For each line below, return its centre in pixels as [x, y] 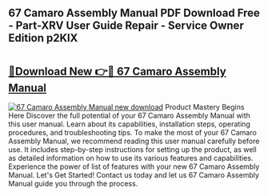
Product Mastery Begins [205, 107]
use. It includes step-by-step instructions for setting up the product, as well [133, 150]
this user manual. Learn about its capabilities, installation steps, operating [129, 124]
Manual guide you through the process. [73, 184]
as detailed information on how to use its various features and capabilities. [131, 158]
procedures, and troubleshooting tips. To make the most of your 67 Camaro [133, 132]
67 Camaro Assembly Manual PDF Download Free [134, 13]
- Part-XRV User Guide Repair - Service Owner [126, 26]
